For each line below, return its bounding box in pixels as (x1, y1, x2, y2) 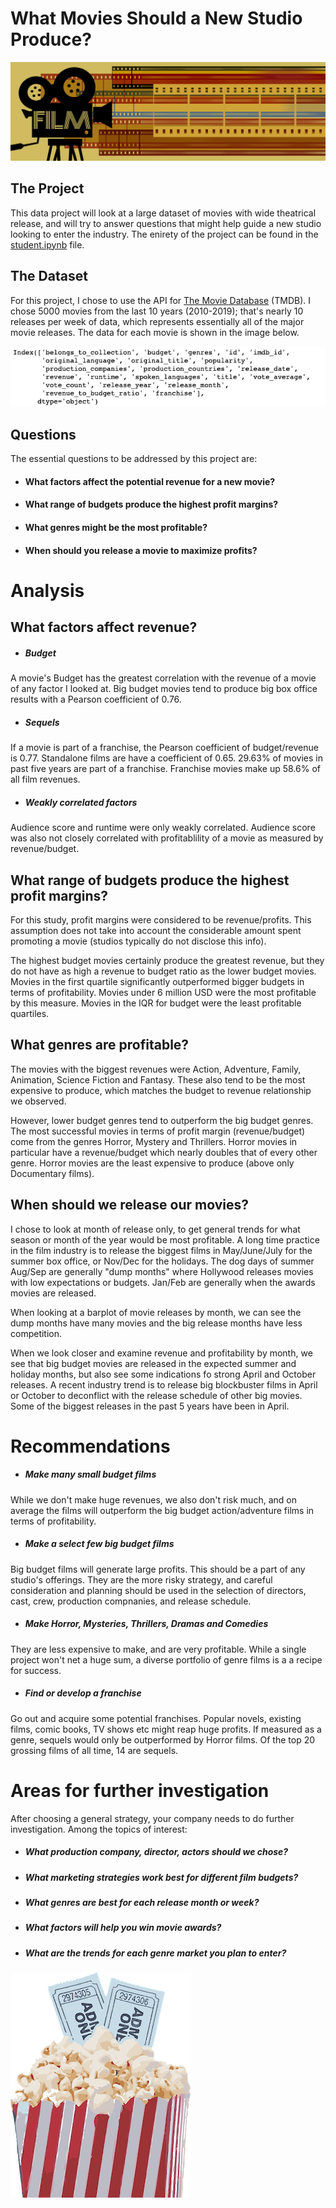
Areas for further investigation (10, 1779, 270, 1802)
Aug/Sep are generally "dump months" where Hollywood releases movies (10, 1265, 314, 1277)
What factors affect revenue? (10, 619, 198, 636)
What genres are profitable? (10, 1037, 190, 1054)
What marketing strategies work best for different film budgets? (24, 1871, 299, 1883)
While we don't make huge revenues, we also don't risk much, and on (10, 1493, 297, 1506)
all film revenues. (10, 773, 81, 786)
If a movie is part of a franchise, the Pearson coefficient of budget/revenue (10, 742, 319, 754)
